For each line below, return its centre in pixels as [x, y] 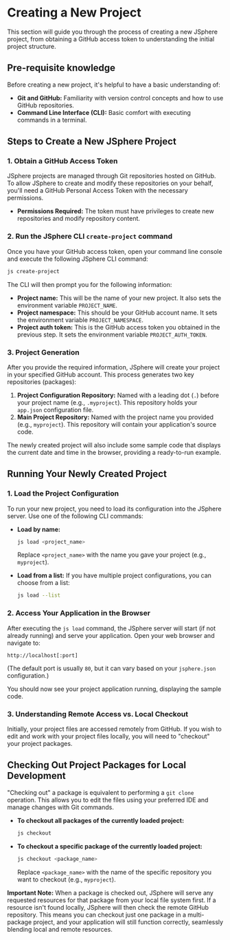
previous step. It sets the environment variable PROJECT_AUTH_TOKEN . [112, 334]
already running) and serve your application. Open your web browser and [111, 635]
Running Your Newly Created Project [87, 474]
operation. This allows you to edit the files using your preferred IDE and [108, 800]
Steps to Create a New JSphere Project [92, 141]
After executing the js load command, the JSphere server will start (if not [112, 628]
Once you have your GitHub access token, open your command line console [115, 251]
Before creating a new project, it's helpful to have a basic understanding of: [114, 85]
